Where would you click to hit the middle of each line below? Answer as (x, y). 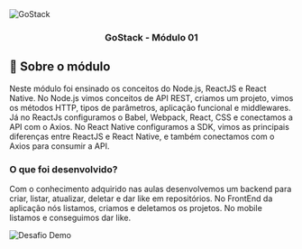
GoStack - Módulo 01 (151, 37)
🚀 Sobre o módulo (60, 67)
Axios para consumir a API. (59, 146)
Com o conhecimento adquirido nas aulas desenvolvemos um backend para (151, 189)
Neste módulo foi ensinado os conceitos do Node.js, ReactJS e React (138, 88)
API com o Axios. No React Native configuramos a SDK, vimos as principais (150, 126)
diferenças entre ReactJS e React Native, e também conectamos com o (142, 136)
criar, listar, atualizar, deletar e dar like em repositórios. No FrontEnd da (141, 198)
